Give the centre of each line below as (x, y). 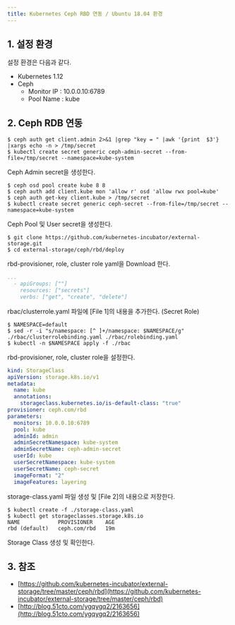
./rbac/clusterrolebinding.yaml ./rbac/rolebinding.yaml (93, 337)
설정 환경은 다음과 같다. (40, 62)
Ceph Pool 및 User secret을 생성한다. (60, 224)
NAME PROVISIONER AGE (61, 522)
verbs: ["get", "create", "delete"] (74, 297)
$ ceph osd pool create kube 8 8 (56, 186)
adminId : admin (36, 436)
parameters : (25, 416)
